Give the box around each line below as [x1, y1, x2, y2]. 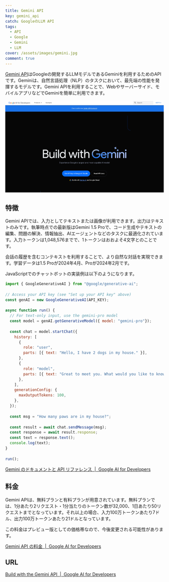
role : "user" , [23, 345, 53, 350]
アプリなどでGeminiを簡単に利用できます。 [18, 90, 108, 96]
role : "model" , [23, 366, 55, 371]
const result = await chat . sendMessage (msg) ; [10, 425, 107, 430]
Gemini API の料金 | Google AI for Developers [5, 543, 102, 549]
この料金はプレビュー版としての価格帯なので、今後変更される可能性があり [5, 526, 159, 532]
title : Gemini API [5, 8, 44, 13]
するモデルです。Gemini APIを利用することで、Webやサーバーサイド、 [9, 84, 155, 90]
